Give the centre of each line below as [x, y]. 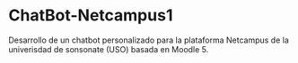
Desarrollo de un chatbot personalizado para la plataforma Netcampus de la [149, 40]
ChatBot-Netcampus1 [91, 16]
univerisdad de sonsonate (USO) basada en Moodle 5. [109, 49]
